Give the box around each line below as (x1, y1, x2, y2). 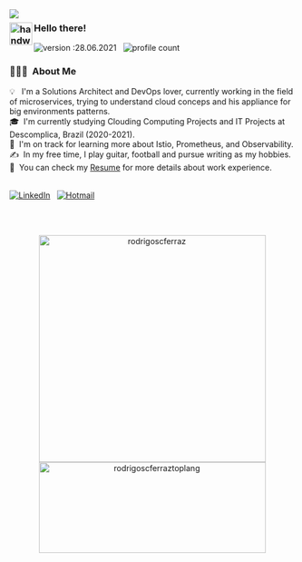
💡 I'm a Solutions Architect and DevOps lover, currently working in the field (9, 85, 294, 96)
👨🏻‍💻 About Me (9, 65, 77, 78)
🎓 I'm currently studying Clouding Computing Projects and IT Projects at (9, 115, 286, 126)
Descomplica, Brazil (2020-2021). (9, 129, 135, 140)
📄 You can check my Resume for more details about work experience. (9, 162, 272, 173)
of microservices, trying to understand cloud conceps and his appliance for (9, 95, 291, 107)
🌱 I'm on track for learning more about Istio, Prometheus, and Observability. (9, 138, 294, 149)
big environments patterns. (9, 105, 111, 116)
